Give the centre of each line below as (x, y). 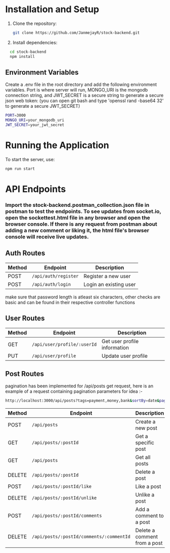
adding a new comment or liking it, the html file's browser (77, 230)
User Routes (25, 318)
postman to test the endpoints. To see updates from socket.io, (83, 211)
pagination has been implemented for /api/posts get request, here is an (79, 386)
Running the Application (57, 145)
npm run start (20, 169)
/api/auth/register (55, 276)
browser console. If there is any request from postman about (81, 224)
